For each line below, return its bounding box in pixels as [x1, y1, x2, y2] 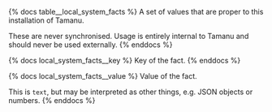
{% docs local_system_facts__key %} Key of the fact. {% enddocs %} [8, 56, 241, 65]
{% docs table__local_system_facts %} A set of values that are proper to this [8, 7, 264, 16]
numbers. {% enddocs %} [8, 96, 96, 105]
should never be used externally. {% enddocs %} [8, 40, 173, 50]
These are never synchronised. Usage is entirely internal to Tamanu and [8, 32, 249, 41]
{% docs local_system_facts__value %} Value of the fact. [8, 71, 197, 80]
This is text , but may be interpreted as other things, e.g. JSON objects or [8, 87, 253, 97]
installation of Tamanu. [8, 15, 84, 25]
